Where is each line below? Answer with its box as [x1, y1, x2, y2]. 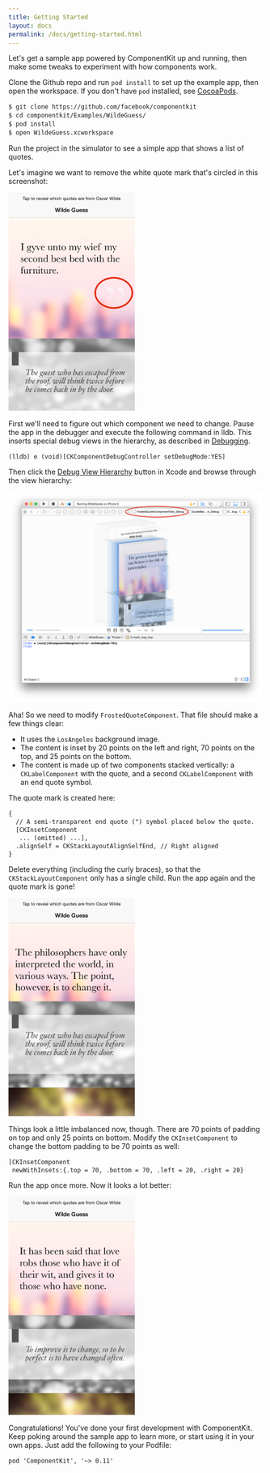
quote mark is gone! [8, 882, 75, 891]
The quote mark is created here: [8, 792, 116, 802]
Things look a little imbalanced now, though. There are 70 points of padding [8, 1124, 260, 1134]
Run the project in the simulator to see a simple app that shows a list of [8, 143, 244, 153]
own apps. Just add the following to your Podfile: [8, 1440, 172, 1450]
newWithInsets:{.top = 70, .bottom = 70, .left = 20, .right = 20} [11, 1166, 244, 1174]
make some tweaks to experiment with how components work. [8, 62, 217, 72]
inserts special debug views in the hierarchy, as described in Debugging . [8, 436, 251, 446]
